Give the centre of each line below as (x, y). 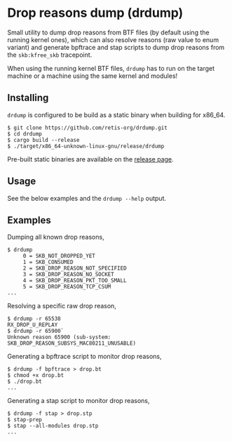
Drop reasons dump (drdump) (95, 13)
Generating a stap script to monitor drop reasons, (79, 401)
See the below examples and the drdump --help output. (87, 198)
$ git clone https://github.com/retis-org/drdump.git (88, 128)
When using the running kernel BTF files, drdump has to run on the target (111, 68)
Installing (28, 98)
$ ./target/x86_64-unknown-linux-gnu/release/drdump (86, 146)
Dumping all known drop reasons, (56, 237)
